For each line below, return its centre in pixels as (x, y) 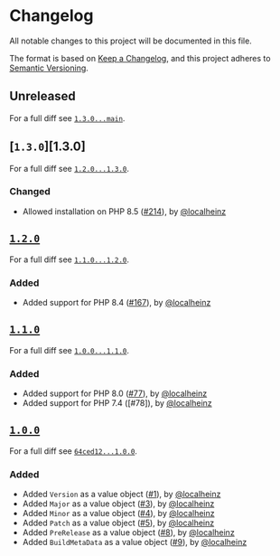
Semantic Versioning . (49, 68)
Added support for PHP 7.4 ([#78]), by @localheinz (117, 403)
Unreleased (43, 96)
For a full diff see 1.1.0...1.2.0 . (69, 259)
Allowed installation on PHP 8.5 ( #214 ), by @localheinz (124, 211)
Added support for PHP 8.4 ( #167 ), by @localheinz (117, 302)
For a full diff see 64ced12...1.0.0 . (74, 451)
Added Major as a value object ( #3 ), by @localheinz (118, 504)
